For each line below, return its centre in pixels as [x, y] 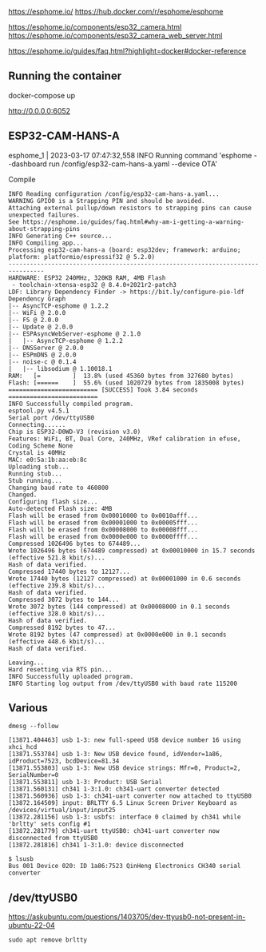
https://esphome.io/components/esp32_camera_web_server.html [115, 36]
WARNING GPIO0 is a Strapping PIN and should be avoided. [107, 201]
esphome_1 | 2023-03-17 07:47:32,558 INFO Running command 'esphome [130, 155]
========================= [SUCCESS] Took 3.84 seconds [103, 390]
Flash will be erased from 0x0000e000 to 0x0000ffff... [103, 536]
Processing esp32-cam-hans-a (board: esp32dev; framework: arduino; [125, 250]
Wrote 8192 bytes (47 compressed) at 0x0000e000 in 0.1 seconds [117, 635]
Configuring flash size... [53, 502]
